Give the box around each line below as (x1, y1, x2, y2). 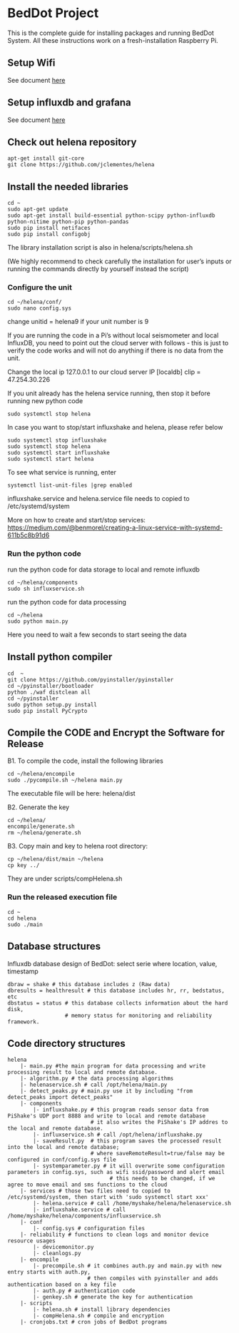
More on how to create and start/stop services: (7, 516, 146, 524)
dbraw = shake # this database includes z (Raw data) (7, 980, 171, 988)
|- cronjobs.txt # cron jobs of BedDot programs (20, 1319, 168, 1326)
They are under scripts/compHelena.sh (7, 874, 123, 883)
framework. (7, 1018, 40, 1025)
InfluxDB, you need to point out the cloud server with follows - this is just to (7, 339, 229, 348)
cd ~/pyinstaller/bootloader (7, 682, 94, 689)
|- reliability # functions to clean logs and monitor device (20, 1231, 209, 1239)
